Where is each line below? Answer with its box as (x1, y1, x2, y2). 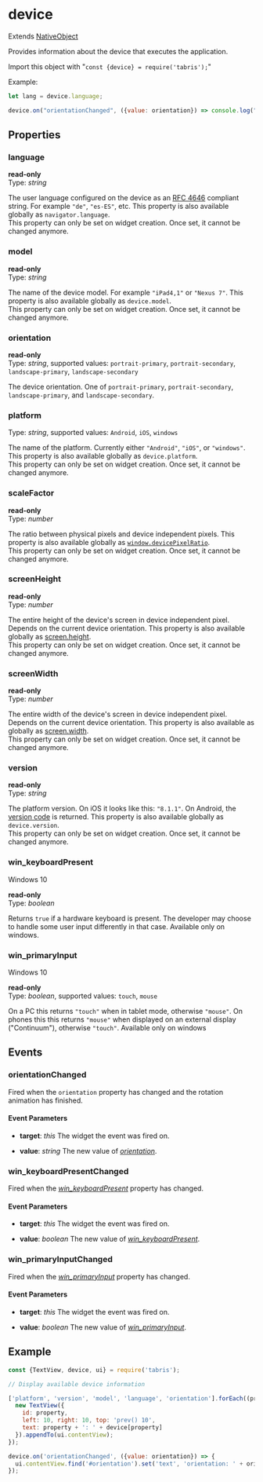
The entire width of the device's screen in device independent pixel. (8, 709, 228, 719)
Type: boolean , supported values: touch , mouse (8, 991, 158, 1001)
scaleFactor (8, 488, 55, 499)
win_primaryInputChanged (8, 1254, 113, 1265)
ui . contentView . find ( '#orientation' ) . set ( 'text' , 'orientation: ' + (15, 1459, 243, 1468)
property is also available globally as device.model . (8, 296, 172, 306)
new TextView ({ (15, 1402, 65, 1410)
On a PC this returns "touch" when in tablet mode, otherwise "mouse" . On (8, 1007, 243, 1016)
